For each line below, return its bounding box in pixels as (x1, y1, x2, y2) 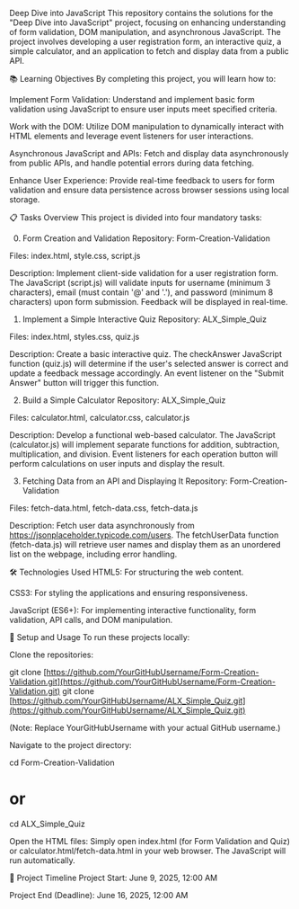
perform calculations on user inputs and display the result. (9, 459, 225, 468)
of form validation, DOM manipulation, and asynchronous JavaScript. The (9, 27, 281, 37)
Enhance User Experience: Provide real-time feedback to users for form (9, 175, 276, 185)
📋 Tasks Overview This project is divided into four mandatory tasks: (9, 212, 262, 223)
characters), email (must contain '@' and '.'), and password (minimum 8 (9, 287, 274, 298)
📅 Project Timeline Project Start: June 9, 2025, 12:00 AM (9, 872, 218, 883)
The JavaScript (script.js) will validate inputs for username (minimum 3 (9, 278, 271, 288)
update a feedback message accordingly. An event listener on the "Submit (9, 368, 285, 379)
